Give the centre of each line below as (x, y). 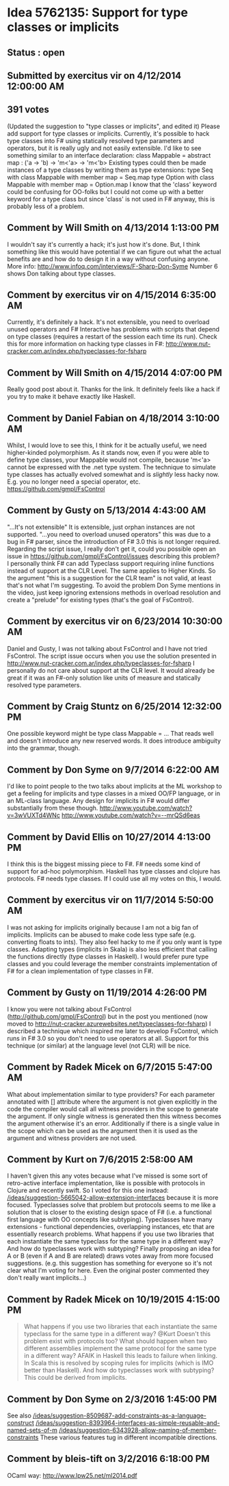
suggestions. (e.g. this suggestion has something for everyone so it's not (110, 1263)
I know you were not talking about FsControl (69, 1009)
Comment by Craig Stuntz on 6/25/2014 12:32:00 (114, 707)
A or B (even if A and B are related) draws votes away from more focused (110, 1256)
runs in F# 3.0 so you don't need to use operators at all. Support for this (108, 1038)
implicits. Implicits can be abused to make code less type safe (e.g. (102, 934)
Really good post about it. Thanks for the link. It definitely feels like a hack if (113, 389)
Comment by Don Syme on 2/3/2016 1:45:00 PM (112, 1399)
